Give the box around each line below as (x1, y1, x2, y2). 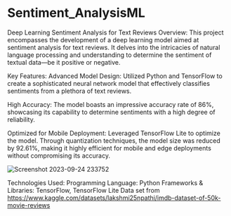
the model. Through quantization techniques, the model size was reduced (7, 136, 221, 145)
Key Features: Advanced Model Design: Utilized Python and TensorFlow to (7, 72, 223, 80)
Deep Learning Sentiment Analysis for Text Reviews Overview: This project (7, 28, 224, 37)
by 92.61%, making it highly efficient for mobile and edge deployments (7, 144, 212, 152)
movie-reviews (7, 201, 51, 209)
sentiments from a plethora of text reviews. (7, 87, 132, 95)
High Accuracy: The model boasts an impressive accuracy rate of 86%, (7, 100, 214, 108)
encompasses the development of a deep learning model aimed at (7, 35, 199, 44)
